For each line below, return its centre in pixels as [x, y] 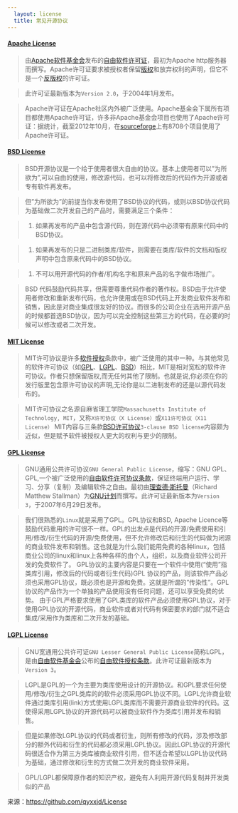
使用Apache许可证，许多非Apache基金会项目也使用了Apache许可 [133, 117]
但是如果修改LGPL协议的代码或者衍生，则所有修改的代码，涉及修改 [123, 735]
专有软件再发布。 [50, 186]
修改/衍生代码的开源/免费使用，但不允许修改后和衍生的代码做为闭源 [132, 538]
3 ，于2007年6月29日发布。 [65, 505]
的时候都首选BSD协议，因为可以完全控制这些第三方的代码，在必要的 [125, 315]
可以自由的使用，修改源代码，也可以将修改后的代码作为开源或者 [135, 177]
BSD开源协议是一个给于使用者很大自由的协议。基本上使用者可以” [120, 168]
